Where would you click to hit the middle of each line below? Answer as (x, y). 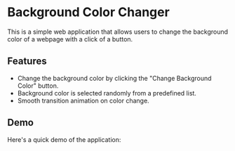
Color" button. (38, 86)
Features (27, 61)
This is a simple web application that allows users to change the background (118, 32)
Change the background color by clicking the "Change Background (114, 78)
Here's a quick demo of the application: (64, 139)
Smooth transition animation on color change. (83, 100)
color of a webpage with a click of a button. (70, 39)
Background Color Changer (88, 12)
